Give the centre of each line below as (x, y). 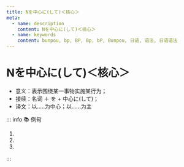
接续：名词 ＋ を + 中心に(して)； (57, 98)
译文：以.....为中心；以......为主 (53, 106)
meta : (13, 18)
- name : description (38, 23)
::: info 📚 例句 (24, 119)
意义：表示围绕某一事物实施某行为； (61, 91)
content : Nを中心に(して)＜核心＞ (57, 29)
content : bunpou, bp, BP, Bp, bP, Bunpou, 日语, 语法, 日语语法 (98, 41)
